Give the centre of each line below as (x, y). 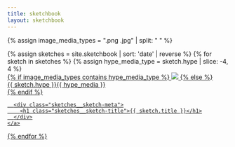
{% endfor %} (27, 136)
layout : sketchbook (36, 20)
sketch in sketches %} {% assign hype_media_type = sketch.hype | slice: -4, (118, 61)
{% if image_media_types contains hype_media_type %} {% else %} (110, 77)
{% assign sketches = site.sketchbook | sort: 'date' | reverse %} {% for (110, 54)
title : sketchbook (34, 14)
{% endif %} (25, 92)
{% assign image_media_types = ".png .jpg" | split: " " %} (90, 40)
